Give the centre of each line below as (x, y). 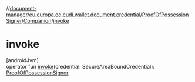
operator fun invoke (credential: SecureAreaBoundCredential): (80, 66)
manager (17, 15)
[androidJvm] (23, 60)
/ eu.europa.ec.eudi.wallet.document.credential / (85, 15)
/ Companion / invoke (45, 21)
